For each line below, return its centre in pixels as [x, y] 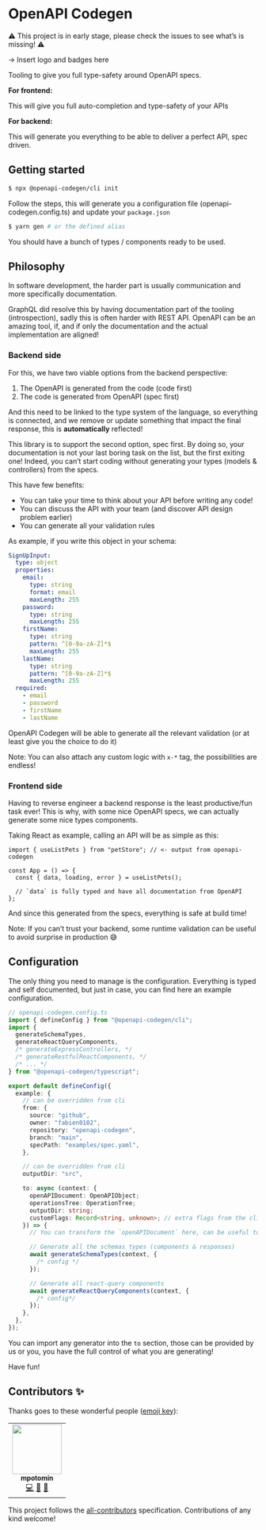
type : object [37, 563]
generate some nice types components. [73, 820]
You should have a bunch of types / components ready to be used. [117, 241]
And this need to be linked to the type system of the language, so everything [133, 412]
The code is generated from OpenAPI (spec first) [99, 396]
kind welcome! [32, 1518]
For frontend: [30, 90]
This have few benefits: [46, 484]
